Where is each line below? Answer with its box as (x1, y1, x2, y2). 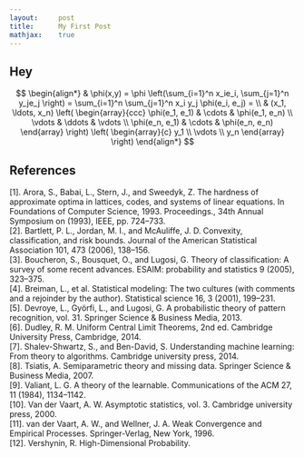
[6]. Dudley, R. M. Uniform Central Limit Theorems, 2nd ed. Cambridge (9, 322, 273, 333)
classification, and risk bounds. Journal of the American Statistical (9, 235, 257, 245)
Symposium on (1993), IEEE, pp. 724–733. (9, 215, 166, 226)
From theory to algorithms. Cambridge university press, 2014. (9, 351, 240, 362)
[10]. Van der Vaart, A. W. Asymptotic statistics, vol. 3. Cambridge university (9, 399, 293, 410)
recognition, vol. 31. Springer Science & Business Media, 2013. (9, 313, 242, 323)
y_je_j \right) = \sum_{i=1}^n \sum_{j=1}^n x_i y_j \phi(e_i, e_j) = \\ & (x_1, (18, 97, 287, 109)
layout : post (9, 13, 75, 23)
